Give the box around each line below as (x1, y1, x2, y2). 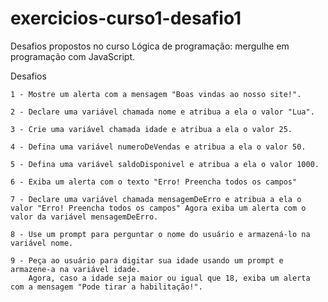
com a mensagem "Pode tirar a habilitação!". (10, 282, 203, 292)
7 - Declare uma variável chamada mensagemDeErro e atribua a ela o (10, 194, 302, 204)
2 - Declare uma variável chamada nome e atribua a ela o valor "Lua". (10, 107, 315, 117)
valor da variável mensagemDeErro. (10, 212, 159, 222)
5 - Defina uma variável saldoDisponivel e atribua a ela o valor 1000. (10, 159, 320, 169)
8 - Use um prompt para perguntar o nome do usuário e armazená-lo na (10, 229, 311, 239)
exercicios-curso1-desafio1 (10, 7, 242, 30)
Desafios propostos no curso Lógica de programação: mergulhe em (10, 40, 290, 52)
